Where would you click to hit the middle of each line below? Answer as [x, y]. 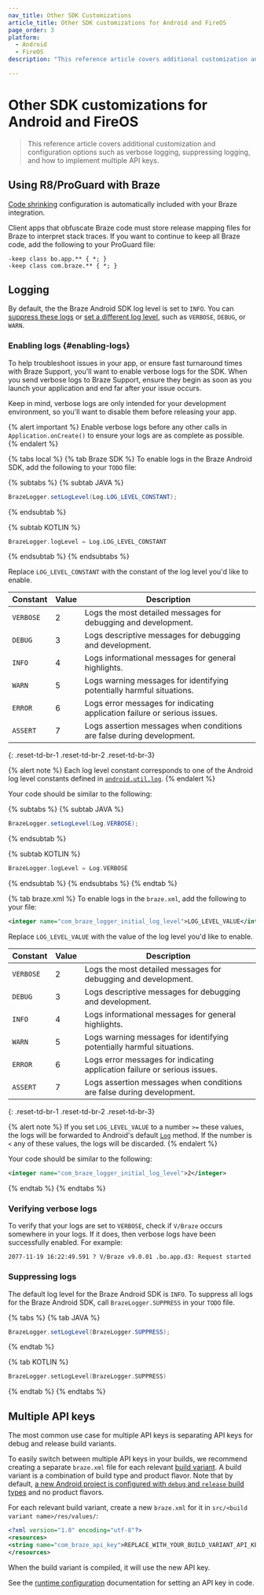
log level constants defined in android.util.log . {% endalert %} [112, 779]
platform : [24, 37]
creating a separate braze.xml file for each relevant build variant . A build [125, 1468]
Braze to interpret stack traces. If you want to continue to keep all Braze [125, 236]
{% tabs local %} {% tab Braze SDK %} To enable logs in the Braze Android [130, 459]
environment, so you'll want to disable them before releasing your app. [123, 412]
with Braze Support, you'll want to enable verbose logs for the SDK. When [128, 371]
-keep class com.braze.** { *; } [63, 266]
